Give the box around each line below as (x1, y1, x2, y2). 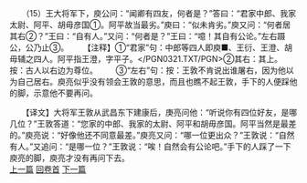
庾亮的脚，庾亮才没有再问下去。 (9, 153, 130, 163)
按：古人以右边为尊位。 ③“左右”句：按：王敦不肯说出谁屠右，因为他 (9, 65, 286, 76)
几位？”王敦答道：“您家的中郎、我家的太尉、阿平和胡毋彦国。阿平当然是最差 (9, 118, 297, 129)
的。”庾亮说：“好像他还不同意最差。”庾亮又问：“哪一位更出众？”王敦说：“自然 (9, 130, 295, 140)
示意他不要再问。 (33, 87, 98, 98)
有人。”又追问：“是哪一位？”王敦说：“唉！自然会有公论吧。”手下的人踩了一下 (9, 141, 291, 152)
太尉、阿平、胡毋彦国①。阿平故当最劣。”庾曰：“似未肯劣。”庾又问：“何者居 (9, 19, 291, 30)
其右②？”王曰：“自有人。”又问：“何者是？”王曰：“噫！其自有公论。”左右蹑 (9, 31, 286, 41)
